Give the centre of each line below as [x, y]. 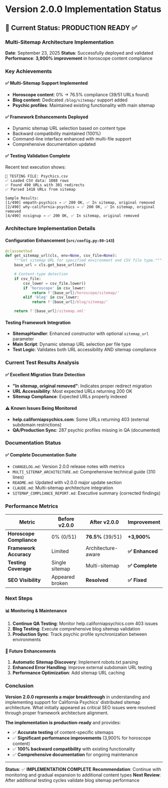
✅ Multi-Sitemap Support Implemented [46, 83]
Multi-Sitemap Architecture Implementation [59, 42]
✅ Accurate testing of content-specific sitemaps [63, 732]
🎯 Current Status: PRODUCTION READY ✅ [71, 28]
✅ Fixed [137, 580]
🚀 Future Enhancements [30, 651]
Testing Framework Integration [38, 323]
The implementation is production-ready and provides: [63, 722]
